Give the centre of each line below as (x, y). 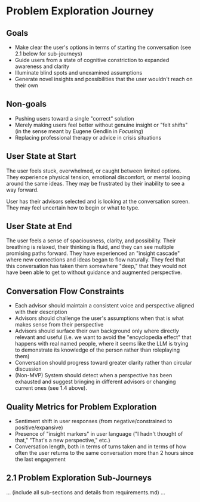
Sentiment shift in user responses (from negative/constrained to (93, 421)
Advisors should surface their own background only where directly (97, 331)
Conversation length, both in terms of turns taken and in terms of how (101, 446)
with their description (41, 312)
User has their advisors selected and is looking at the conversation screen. (98, 201)
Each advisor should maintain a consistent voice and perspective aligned (104, 306)
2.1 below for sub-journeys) (48, 54)
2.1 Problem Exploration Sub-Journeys (79, 478)
